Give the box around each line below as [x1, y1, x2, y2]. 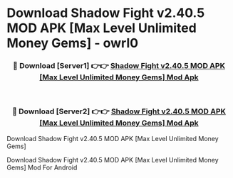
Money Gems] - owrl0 [6, 35, 139, 51]
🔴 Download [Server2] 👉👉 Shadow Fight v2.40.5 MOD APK [12, 106, 226, 116]
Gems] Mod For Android [6, 163, 78, 172]
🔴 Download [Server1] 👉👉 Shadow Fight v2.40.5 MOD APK [12, 61, 226, 71]
